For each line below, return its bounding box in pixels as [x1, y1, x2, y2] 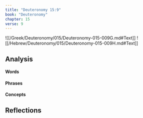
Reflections [5, 106, 42, 114]
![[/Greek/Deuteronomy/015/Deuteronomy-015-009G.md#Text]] [5, 35, 136, 41]
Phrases [5, 80, 23, 86]
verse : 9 [5, 21, 23, 26]
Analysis [5, 54, 33, 63]
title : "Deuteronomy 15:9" [5, 7, 61, 12]
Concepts [5, 91, 26, 97]
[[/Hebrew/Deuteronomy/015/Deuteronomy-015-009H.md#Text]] [5, 40, 139, 46]
